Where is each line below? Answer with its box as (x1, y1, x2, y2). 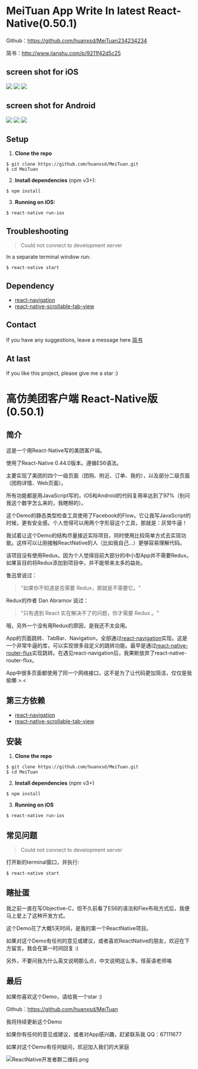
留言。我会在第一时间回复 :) (11, 944, 79, 951)
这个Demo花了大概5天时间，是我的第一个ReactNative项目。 (6, 924, 152, 932)
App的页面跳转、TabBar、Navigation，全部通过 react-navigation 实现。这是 (6, 634, 188, 642)
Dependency (6, 281, 54, 291)
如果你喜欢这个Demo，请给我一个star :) (6, 993, 102, 1000)
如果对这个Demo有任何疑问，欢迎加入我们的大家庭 (6, 1043, 129, 1050)
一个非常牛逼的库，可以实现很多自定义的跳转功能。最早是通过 (6, 642, 157, 649)
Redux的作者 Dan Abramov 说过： (6, 597, 89, 604)
